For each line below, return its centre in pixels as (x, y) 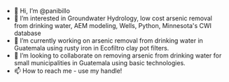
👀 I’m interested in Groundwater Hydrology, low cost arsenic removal (113, 18)
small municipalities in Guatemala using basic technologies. (99, 63)
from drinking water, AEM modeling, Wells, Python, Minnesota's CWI (113, 26)
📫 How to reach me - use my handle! (68, 71)
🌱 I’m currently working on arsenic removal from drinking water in (108, 41)
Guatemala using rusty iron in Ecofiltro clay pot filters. (91, 48)
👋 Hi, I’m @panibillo (42, 11)
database (27, 33)
